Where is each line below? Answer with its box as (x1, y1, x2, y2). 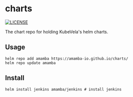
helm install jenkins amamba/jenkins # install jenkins (5, 87, 122, 92)
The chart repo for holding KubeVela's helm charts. (5, 29, 108, 34)
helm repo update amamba (5, 60, 56, 65)
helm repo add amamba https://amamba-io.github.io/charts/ (5, 56, 129, 61)
